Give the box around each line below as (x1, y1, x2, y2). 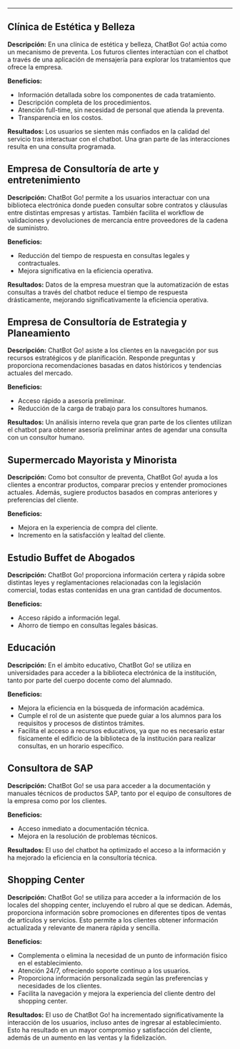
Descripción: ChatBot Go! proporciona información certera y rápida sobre (7, 571, 226, 580)
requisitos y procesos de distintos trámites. (17, 719, 145, 727)
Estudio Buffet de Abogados (7, 552, 136, 564)
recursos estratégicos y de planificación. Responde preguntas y (7, 354, 196, 362)
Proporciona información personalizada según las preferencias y (17, 973, 209, 983)
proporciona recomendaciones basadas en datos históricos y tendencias (7, 362, 222, 370)
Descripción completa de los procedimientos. (17, 98, 152, 106)
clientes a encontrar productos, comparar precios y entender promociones (7, 480, 227, 489)
